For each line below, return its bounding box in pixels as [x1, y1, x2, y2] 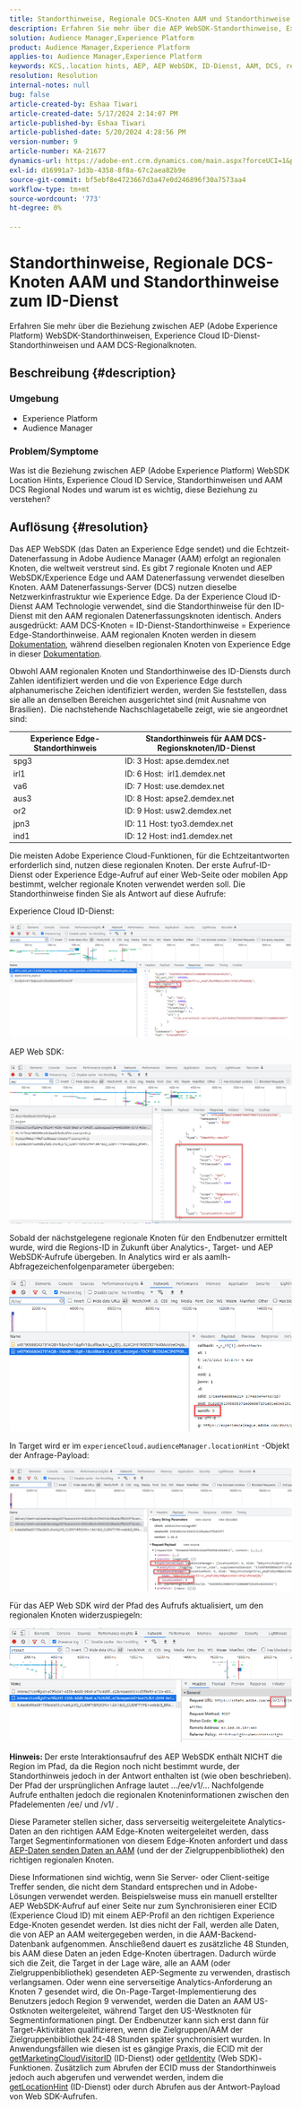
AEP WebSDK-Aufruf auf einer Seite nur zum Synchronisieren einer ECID [9, 1901, 278, 1912]
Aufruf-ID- [232, 860, 271, 871]
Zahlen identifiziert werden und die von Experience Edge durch [9, 675, 243, 686]
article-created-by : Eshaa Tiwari [9, 100, 139, 108]
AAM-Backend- [199, 1929, 257, 1940]
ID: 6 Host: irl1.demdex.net [125, 768, 226, 779]
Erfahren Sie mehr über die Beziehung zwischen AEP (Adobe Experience [9, 320, 278, 331]
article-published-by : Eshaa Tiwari [9, 118, 146, 127]
